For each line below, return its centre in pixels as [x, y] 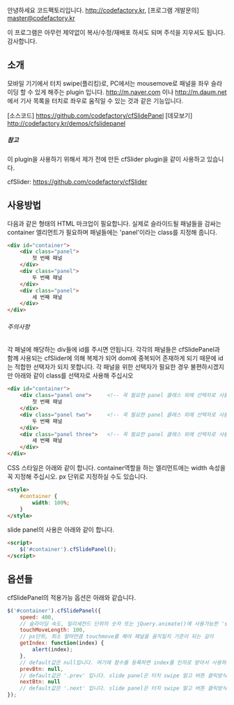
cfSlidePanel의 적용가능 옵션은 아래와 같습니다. [72, 597]
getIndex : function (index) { [62, 643]
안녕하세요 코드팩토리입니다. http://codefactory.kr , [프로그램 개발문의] [103, 10]
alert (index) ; [53, 650]
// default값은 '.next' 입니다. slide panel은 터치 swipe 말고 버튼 [112, 688]
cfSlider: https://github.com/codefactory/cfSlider [77, 181]
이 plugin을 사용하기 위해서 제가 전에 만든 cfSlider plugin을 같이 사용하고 [106, 159]
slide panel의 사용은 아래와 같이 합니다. [61, 530]
